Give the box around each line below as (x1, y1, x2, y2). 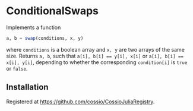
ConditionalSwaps (6, 4, 99, 18)
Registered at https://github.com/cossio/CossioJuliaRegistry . (6, 98, 155, 105)
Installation (6, 82, 49, 93)
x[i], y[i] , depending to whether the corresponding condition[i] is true (6, 58, 188, 66)
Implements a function (6, 24, 61, 31)
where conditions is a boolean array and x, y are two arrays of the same (6, 46, 185, 53)
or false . (6, 65, 28, 72)
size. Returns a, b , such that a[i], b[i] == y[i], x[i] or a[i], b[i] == (6, 52, 184, 59)
